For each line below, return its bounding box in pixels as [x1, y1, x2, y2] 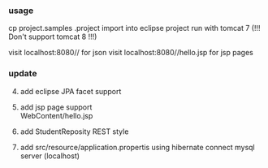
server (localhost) [19, 151, 80, 161]
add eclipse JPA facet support [19, 86, 122, 96]
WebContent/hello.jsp [19, 110, 93, 120]
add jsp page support [19, 102, 93, 112]
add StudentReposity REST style [19, 127, 129, 136]
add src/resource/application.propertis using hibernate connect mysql [19, 142, 256, 152]
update [8, 68, 37, 80]
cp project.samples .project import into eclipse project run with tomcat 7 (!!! [8, 24, 261, 33]
